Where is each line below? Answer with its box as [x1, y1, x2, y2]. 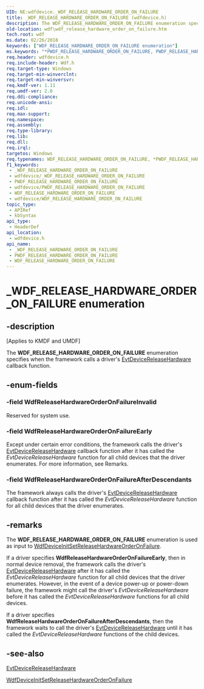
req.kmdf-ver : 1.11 [6, 83, 56, 89]
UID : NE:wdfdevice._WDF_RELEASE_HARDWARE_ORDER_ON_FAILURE [6, 9, 159, 15]
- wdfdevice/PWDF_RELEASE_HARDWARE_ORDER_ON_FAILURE [8, 184, 146, 191]
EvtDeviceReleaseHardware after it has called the [6, 567, 131, 575]
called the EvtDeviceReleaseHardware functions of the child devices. [6, 631, 180, 638]
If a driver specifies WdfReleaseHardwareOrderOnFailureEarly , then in [6, 554, 186, 562]
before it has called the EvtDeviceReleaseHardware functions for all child [6, 593, 189, 600]
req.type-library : [6, 128, 53, 134]
